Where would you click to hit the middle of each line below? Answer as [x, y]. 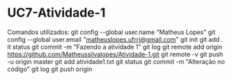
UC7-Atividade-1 [56, 13]
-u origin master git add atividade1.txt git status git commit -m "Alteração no [116, 61]
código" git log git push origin [50, 69]
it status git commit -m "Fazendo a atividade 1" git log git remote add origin [115, 47]
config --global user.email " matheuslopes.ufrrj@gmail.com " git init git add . [115, 39]
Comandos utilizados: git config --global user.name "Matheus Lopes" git [111, 32]
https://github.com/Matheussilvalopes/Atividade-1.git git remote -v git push [115, 54]
